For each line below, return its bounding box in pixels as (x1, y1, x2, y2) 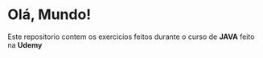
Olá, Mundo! (7, 6, 92, 24)
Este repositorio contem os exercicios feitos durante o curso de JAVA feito (7, 32, 255, 41)
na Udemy (7, 40, 43, 49)
